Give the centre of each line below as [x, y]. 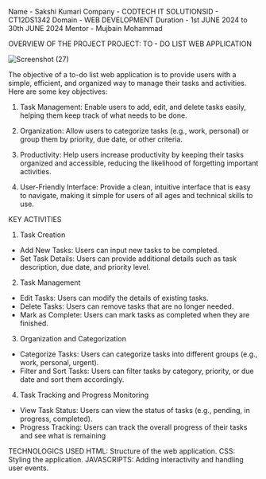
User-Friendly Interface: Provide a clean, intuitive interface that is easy [135, 187]
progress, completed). [56, 419]
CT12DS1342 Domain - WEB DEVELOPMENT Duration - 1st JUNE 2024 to [128, 20]
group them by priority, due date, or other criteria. [101, 139]
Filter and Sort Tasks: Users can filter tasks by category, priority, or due [137, 371]
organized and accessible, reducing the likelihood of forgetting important [139, 163]
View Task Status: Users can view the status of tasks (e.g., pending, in [135, 410]
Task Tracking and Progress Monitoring [84, 395]
